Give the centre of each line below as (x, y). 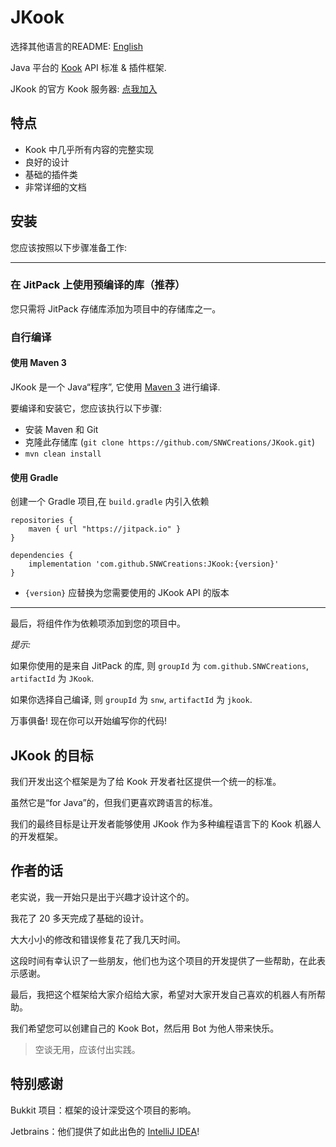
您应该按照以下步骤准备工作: (69, 247)
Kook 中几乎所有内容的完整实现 (89, 149)
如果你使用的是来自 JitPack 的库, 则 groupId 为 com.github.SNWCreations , (159, 666)
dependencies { (42, 556)
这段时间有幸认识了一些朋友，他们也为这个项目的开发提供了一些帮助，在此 (163, 960)
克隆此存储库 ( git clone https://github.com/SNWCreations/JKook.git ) (170, 442)
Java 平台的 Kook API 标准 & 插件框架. (88, 67)
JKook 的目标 (52, 755)
